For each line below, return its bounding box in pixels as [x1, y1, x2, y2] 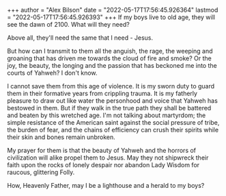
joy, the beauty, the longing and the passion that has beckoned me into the [7, 62, 217, 69]
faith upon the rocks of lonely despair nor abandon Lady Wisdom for [7, 161, 200, 169]
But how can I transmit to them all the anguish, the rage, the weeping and [7, 47, 213, 55]
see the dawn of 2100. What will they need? [7, 21, 130, 28]
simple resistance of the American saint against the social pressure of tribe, [7, 119, 220, 126]
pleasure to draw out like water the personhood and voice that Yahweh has [7, 97, 218, 105]
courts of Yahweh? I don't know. [7, 69, 98, 77]
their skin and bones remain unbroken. [7, 133, 115, 141]
